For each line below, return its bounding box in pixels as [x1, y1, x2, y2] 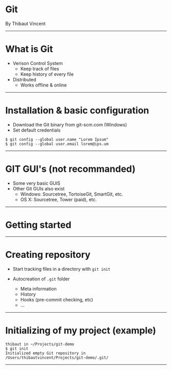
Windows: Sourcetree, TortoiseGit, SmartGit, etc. [20, 191, 123, 197]
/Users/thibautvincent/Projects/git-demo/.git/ [5, 355, 109, 360]
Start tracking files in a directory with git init [12, 266, 111, 272]
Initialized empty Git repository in [5, 351, 86, 356]
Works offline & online [20, 82, 67, 88]
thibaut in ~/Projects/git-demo [5, 341, 74, 346]
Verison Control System [12, 60, 63, 66]
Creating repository [5, 249, 91, 260]
